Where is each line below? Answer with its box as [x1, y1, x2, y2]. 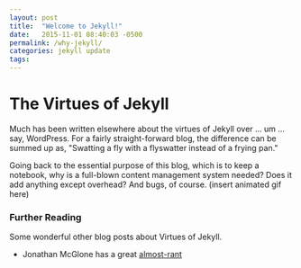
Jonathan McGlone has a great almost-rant [22, 249, 183, 260]
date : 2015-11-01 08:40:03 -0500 [9, 30, 143, 39]
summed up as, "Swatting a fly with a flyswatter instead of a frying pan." [9, 142, 278, 153]
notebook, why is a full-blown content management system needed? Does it [9, 169, 293, 180]
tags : [9, 55, 30, 64]
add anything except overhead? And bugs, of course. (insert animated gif [9, 179, 282, 190]
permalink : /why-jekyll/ [9, 38, 103, 48]
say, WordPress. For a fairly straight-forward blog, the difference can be [9, 132, 277, 144]
